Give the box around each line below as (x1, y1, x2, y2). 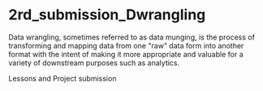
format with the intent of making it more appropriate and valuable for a (8, 49, 244, 59)
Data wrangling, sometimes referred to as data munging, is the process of (8, 32, 256, 42)
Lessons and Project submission (8, 73, 117, 83)
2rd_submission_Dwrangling (8, 6, 206, 24)
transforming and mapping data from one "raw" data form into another (8, 40, 244, 50)
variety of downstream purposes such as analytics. (8, 58, 180, 68)
